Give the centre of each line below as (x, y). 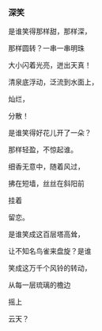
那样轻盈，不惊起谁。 (43, 150)
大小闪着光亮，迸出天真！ (50, 65)
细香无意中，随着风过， (46, 167)
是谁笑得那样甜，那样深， (50, 31)
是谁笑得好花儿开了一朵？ (50, 133)
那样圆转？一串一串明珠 (46, 49)
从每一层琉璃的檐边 (40, 285)
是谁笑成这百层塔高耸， (46, 234)
